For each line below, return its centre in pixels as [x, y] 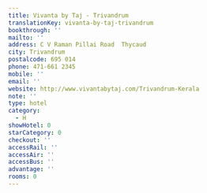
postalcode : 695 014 [42, 60]
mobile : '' [26, 74]
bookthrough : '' [35, 30]
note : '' [23, 96]
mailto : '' [26, 37]
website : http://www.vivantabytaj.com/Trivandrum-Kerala [104, 89]
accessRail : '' [33, 147]
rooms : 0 [23, 177]
